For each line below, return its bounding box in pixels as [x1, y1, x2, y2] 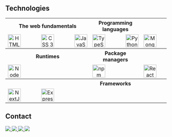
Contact [5, 112, 32, 121]
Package [104, 50, 126, 57]
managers [102, 56, 128, 63]
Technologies [5, 4, 50, 13]
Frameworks [99, 80, 132, 87]
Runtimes [35, 53, 60, 60]
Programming [98, 19, 133, 26]
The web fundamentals [18, 22, 77, 30]
